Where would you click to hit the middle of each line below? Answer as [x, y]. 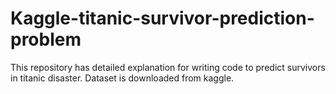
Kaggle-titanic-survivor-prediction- [162, 18]
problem [46, 39]
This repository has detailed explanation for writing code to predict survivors [168, 67]
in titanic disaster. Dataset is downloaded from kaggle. [122, 78]
